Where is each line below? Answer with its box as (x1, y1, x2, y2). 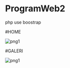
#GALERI (5, 48, 23, 54)
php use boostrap (5, 19, 41, 25)
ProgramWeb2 (5, 3, 66, 14)
